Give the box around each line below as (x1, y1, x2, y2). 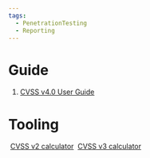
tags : (8, 11, 26, 20)
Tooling (8, 115, 60, 133)
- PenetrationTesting (15, 19, 88, 27)
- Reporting (15, 26, 56, 34)
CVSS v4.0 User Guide (19, 87, 95, 97)
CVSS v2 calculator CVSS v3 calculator (10, 141, 142, 152)
